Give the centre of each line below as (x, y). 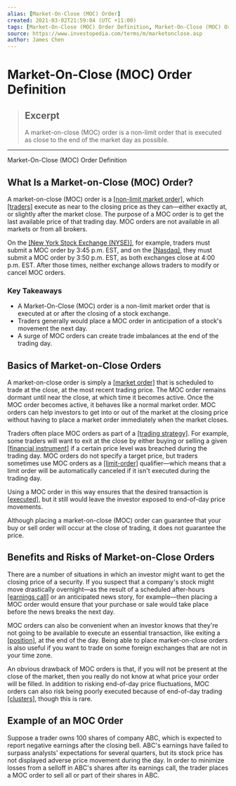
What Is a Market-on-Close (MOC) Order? (100, 182)
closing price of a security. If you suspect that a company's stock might (111, 581)
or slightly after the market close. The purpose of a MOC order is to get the (116, 214)
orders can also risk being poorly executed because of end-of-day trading (115, 691)
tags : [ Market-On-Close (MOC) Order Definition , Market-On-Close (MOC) (114, 27)
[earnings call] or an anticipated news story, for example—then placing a (112, 597)
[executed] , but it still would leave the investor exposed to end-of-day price (117, 499)
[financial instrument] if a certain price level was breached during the (107, 449)
